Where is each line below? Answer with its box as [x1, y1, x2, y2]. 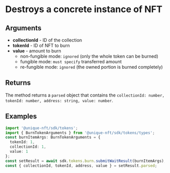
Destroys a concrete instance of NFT [5, 4, 163, 15]
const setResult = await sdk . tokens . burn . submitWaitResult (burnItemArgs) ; [5, 158, 166, 163]
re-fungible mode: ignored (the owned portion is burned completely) [20, 64, 163, 70]
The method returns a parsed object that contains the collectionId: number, [5, 92, 165, 98]
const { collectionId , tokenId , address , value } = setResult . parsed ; [5, 163, 157, 168]
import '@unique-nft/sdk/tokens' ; [5, 125, 78, 131]
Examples [5, 112, 37, 121]
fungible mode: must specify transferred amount [20, 59, 122, 64]
